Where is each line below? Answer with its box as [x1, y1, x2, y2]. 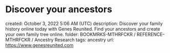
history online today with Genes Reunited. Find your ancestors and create [5, 25, 160, 32]
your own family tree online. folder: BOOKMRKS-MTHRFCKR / [5, 31, 136, 37]
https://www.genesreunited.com [5, 42, 74, 48]
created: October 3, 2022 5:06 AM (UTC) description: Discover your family [5, 20, 163, 26]
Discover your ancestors [5, 4, 113, 15]
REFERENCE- [136, 31, 165, 37]
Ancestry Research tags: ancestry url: [34, 37, 114, 43]
